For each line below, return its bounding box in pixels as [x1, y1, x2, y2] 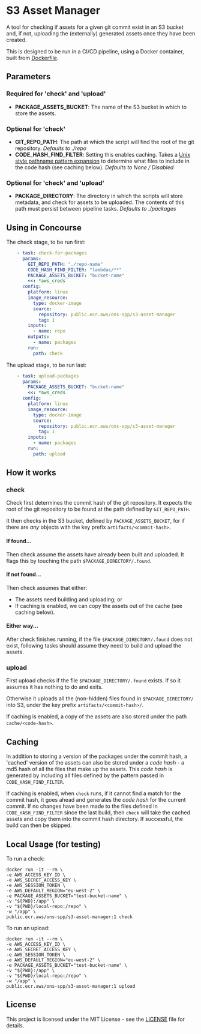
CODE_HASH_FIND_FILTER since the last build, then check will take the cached [6, 809, 191, 816]
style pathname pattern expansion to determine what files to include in [14, 157, 190, 164]
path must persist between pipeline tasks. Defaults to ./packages [14, 205, 176, 212]
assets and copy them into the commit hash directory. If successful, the [6, 816, 183, 823]
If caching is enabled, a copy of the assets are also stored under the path [6, 713, 187, 720]
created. [6, 36, 27, 43]
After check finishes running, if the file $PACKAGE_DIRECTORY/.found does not [6, 636, 193, 643]
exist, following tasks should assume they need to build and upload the [6, 642, 182, 649]
